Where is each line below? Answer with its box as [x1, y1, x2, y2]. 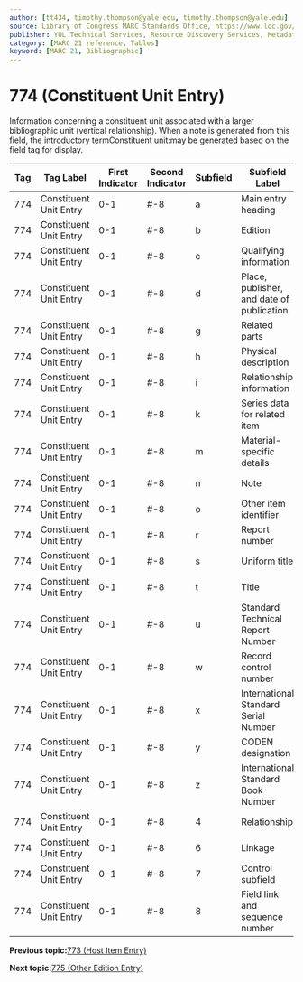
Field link [240, 888, 280, 901]
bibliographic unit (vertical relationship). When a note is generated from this [9, 126, 290, 136]
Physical [240, 345, 277, 358]
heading [240, 204, 276, 217]
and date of [240, 293, 290, 305]
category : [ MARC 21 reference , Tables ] [9, 38, 160, 48]
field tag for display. [9, 145, 84, 155]
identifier [240, 509, 280, 521]
